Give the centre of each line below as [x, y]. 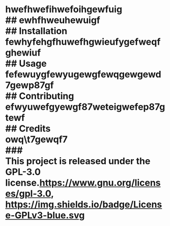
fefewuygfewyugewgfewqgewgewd [83, 74]
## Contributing [40, 96]
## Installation [36, 31]
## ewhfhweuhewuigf [53, 20]
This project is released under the [78, 161]
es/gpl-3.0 [28, 194]
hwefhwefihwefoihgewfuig [64, 9]
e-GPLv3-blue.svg [45, 216]
